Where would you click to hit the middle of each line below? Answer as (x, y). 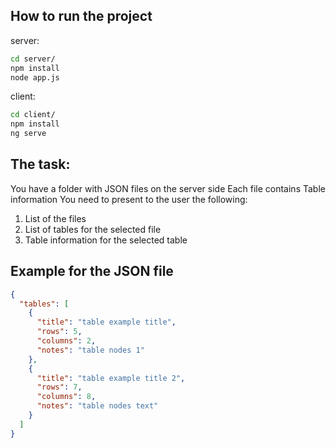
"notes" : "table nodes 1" (90, 350)
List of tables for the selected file (93, 229)
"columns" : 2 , (66, 341)
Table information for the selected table (106, 240)
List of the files (55, 218)
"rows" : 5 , (59, 332)
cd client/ (33, 115)
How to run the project (81, 16)
